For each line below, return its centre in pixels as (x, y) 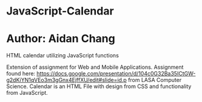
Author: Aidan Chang (61, 39)
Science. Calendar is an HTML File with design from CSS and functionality (99, 86)
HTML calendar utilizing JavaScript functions (63, 56)
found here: (21, 74)
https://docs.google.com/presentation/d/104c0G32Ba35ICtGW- (116, 74)
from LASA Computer (155, 80)
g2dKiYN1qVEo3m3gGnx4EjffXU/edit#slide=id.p (67, 80)
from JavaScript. (27, 93)
